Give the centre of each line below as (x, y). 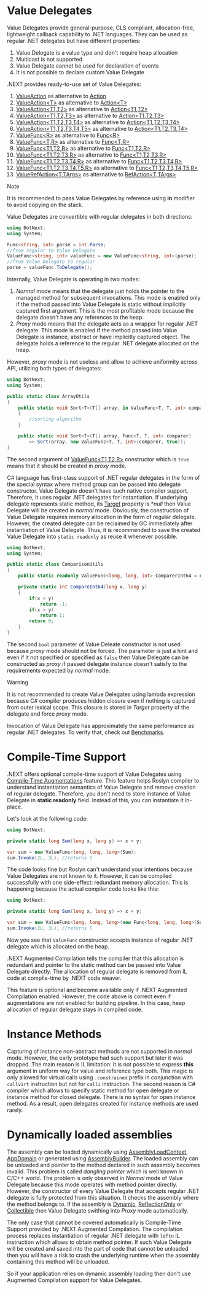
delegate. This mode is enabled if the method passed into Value (96, 330)
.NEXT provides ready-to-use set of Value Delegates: (74, 84)
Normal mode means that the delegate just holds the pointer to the (100, 291)
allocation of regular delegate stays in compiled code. (75, 1009)
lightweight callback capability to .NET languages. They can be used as (97, 34)
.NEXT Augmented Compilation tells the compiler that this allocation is (96, 958)
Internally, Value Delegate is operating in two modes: (74, 279)
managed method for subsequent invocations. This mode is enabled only (108, 298)
